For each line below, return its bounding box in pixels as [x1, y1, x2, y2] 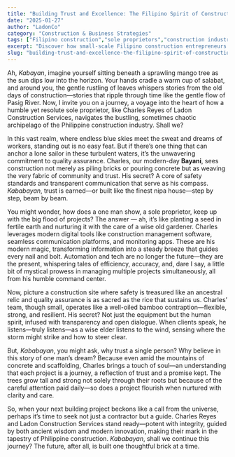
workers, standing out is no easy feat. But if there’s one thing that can [7, 142, 208, 150]
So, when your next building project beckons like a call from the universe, [7, 404, 219, 413]
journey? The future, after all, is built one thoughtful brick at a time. [7, 442, 200, 450]
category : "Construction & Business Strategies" [7, 29, 152, 37]
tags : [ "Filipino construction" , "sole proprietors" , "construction [7, 36, 205, 43]
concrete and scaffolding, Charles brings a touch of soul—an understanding [7, 361, 227, 369]
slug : [7, 50, 23, 57]
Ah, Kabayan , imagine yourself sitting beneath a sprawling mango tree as [7, 68, 219, 77]
